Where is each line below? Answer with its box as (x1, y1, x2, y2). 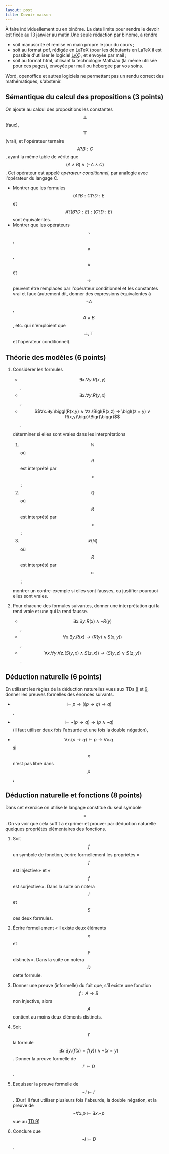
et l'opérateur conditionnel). (12, 338, 71, 345)
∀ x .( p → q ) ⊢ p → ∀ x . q (64, 736, 113, 742)
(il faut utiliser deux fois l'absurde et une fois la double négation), (12, 727, 148, 733)
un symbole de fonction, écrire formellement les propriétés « (12, 851, 139, 858)
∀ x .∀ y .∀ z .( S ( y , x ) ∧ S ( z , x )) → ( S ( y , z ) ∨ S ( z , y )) (44, 650, 141, 656)
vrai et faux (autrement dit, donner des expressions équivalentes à (12, 291, 151, 297)
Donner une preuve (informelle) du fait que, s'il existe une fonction (12, 982, 151, 988)
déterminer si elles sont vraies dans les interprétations (12, 431, 126, 437)
